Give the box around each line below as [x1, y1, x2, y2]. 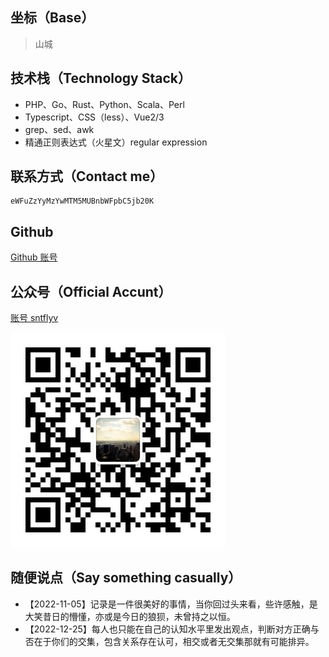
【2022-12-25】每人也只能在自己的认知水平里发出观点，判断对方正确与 [24, 623, 320, 635]
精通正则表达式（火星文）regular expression [24, 136, 208, 148]
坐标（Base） [10, 9, 95, 27]
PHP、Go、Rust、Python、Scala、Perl [24, 98, 185, 110]
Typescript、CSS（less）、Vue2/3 [24, 111, 165, 123]
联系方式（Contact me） [10, 168, 164, 185]
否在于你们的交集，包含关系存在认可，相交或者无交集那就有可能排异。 [24, 635, 315, 647]
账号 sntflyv [10, 312, 59, 324]
